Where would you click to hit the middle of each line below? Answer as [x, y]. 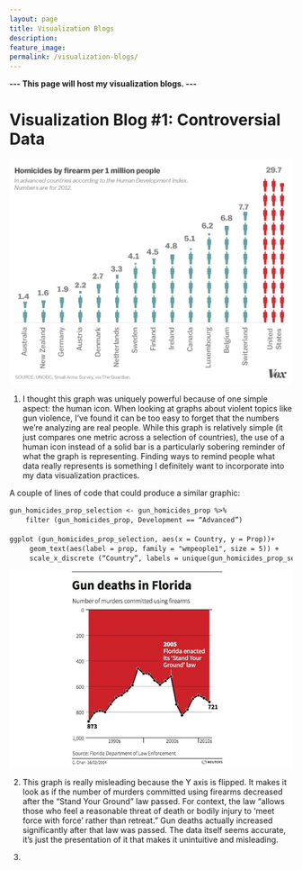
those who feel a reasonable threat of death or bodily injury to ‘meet [148, 811]
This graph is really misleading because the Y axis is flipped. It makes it [155, 782]
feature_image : [38, 48]
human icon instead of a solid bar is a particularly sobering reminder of [154, 447]
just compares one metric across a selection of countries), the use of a [153, 438]
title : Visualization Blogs [62, 28]
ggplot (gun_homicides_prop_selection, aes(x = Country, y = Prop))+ [142, 539]
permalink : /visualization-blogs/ [74, 57]
